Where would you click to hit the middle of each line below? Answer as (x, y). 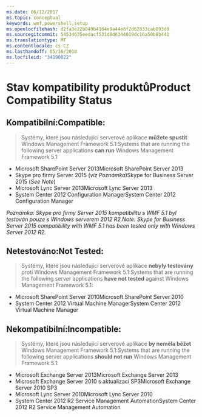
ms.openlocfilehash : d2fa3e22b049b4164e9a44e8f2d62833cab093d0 (88, 29)
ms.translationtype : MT (36, 40)
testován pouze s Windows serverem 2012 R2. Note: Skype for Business (96, 219)
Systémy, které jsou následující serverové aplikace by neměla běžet (106, 344)
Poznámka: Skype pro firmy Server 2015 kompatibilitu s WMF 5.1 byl (92, 212)
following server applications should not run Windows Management (106, 357)
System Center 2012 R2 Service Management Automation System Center (106, 401)
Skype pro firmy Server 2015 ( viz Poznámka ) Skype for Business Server (104, 175)
